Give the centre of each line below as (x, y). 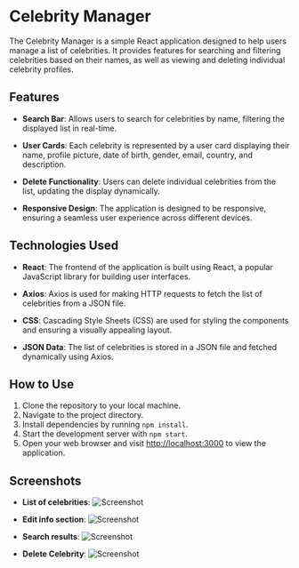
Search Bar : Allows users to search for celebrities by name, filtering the (153, 118)
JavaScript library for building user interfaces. (106, 276)
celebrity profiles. (41, 69)
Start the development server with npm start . (105, 434)
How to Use (42, 384)
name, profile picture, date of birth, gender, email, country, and (137, 155)
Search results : (51, 537)
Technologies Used (64, 246)
